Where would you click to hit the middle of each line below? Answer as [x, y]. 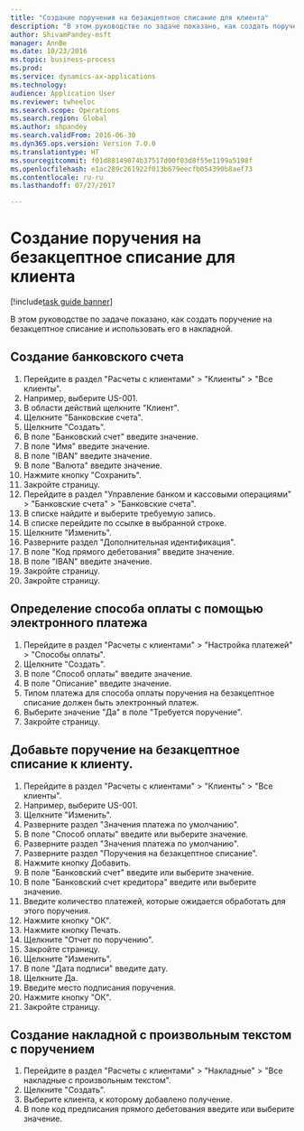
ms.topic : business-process [63, 60]
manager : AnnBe [39, 43]
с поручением [53, 1049]
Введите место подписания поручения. [100, 987]
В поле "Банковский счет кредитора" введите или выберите [140, 882]
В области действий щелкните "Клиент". [101, 407]
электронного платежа [79, 623]
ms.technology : [39, 85]
